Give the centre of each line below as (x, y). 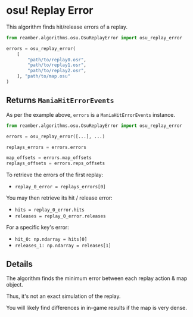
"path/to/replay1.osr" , (57, 65)
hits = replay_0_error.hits (49, 210)
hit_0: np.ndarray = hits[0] (51, 240)
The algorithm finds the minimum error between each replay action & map (97, 278)
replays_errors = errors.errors (46, 147)
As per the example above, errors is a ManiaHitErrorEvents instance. (91, 114)
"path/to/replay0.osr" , (57, 60)
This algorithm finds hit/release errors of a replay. (67, 27)
